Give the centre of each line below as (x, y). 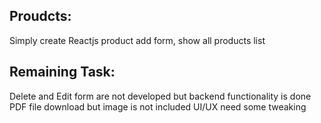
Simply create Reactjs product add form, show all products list (137, 40)
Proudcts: (40, 16)
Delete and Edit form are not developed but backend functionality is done (160, 96)
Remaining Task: (62, 72)
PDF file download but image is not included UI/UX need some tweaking (158, 106)
